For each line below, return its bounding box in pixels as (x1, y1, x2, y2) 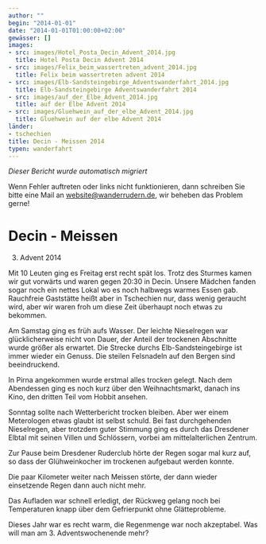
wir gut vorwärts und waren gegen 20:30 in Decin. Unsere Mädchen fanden (8, 277, 256, 286)
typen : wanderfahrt (8, 145, 73, 153)
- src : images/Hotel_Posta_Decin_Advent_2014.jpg (8, 49, 176, 56)
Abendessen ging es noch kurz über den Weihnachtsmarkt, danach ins (8, 383, 241, 394)
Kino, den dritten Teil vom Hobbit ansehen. (8, 392, 148, 402)
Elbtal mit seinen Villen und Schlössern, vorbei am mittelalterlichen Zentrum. (8, 433, 258, 442)
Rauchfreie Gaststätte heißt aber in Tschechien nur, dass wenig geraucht (8, 293, 247, 303)
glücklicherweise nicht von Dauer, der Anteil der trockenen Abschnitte (8, 335, 237, 344)
